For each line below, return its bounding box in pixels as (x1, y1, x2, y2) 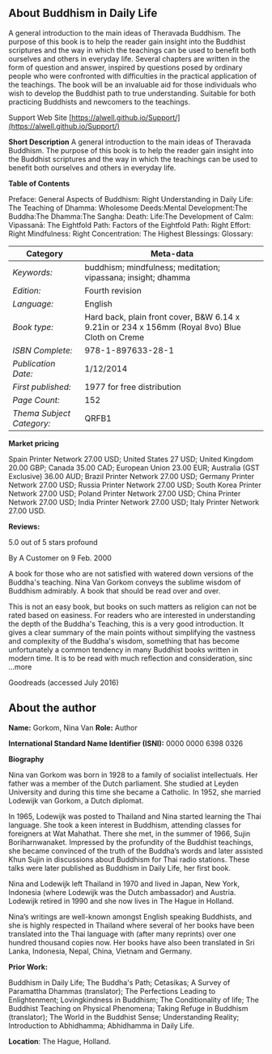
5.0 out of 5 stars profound (8, 537, 99, 546)
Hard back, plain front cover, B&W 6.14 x (84, 311, 240, 323)
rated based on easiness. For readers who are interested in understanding (8, 610, 256, 619)
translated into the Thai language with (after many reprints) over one (8, 928, 236, 939)
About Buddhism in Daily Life (8, 6, 158, 20)
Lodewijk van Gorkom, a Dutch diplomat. (8, 795, 144, 805)
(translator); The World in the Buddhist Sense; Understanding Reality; (8, 1012, 240, 1022)
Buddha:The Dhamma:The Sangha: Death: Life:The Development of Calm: (8, 211, 254, 221)
